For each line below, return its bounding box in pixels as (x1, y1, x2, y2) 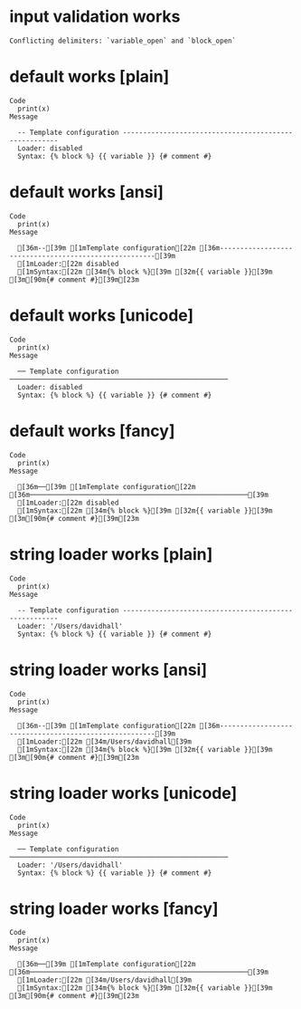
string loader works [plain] (9, 543, 213, 564)
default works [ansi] (9, 182, 165, 203)
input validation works (9, 6, 181, 27)
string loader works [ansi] (9, 659, 208, 680)
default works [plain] (9, 66, 170, 87)
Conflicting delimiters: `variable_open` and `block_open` (9, 36, 237, 45)
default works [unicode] (9, 305, 194, 325)
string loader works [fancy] (9, 898, 219, 918)
